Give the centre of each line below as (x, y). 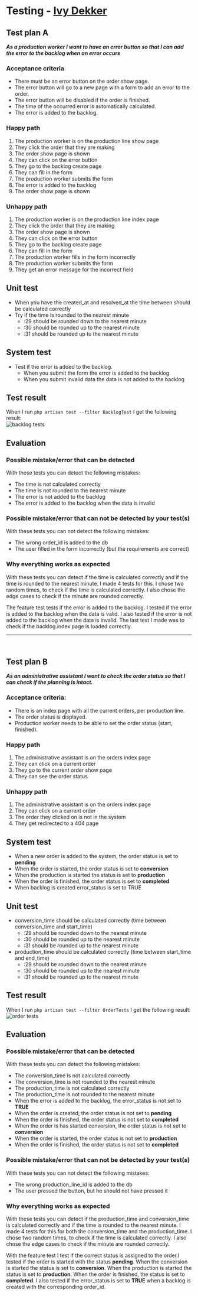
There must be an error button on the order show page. (82, 82)
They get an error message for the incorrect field (74, 269)
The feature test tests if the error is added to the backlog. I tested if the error (99, 608)
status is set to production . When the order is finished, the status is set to (96, 1274)
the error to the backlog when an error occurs (63, 53)
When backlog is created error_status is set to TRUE (78, 888)
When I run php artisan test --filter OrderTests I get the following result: (98, 1009)
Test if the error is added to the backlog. (64, 366)
